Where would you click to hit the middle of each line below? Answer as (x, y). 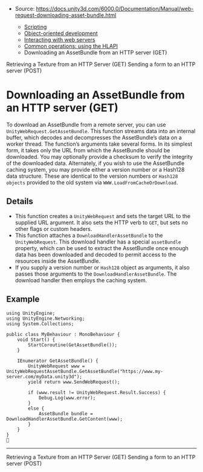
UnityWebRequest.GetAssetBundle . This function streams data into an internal (101, 131)
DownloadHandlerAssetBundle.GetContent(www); (64, 419)
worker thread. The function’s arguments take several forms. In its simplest (99, 144)
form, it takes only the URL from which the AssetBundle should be (88, 150)
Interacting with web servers (60, 40)
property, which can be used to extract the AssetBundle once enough (102, 248)
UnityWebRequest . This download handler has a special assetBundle (98, 242)
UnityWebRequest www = (56, 366)
